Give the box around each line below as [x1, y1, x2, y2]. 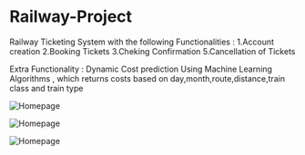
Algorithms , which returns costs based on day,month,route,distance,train [9, 73, 285, 83]
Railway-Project [9, 6, 133, 27]
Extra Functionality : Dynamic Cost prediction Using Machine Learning [9, 63, 273, 74]
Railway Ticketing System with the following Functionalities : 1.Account [9, 36, 275, 47]
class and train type [9, 82, 84, 93]
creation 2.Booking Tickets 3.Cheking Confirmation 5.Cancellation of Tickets [9, 45, 296, 56]
